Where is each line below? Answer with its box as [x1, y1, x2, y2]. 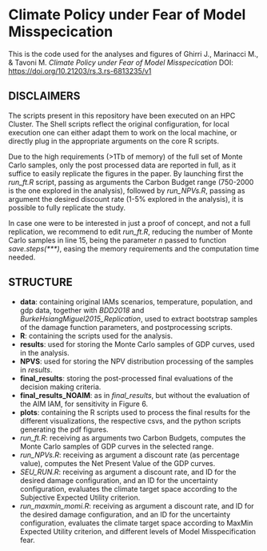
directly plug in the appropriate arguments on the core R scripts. [8, 136, 220, 146]
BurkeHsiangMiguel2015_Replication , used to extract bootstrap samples [19, 314, 258, 324]
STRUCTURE [8, 275, 74, 289]
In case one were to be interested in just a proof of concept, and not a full [8, 218, 250, 227]
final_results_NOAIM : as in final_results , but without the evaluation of [19, 390, 250, 400]
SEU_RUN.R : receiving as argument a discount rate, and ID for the [19, 467, 237, 477]
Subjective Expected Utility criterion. [19, 493, 141, 502]
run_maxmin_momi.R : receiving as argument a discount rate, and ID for [19, 501, 254, 510]
